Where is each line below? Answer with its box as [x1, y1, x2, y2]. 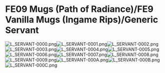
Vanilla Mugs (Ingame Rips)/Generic [5, 14, 158, 25]
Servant [5, 25, 39, 36]
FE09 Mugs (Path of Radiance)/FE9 [5, 3, 153, 15]
